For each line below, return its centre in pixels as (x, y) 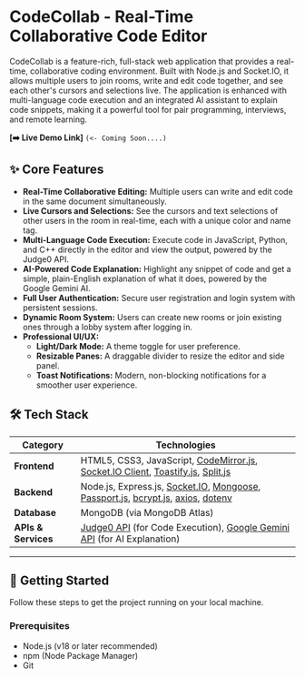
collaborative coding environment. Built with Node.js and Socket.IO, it (159, 71)
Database (35, 512)
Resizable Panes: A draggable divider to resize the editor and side (160, 356)
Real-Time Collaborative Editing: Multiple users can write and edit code (157, 191)
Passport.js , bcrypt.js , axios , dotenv (157, 498)
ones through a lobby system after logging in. (108, 327)
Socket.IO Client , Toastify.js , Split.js (156, 471)
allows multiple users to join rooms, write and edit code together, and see (147, 80)
